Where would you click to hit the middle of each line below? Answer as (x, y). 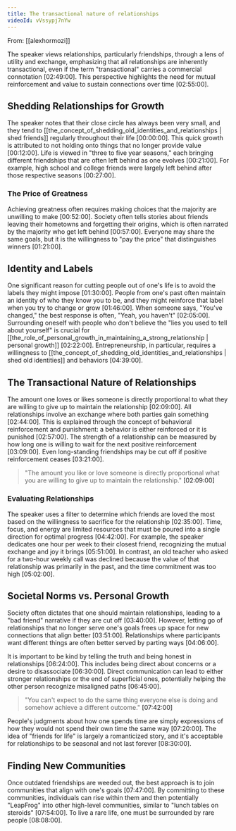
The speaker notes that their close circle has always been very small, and (114, 123)
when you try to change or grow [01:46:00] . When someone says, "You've (115, 308)
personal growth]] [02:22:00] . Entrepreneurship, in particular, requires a (112, 345)
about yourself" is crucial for (49, 330)
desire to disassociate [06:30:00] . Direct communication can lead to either (116, 671)
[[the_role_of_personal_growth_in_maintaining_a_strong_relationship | (108, 338)
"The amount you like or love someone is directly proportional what (122, 473)
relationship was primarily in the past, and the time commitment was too (112, 566)
